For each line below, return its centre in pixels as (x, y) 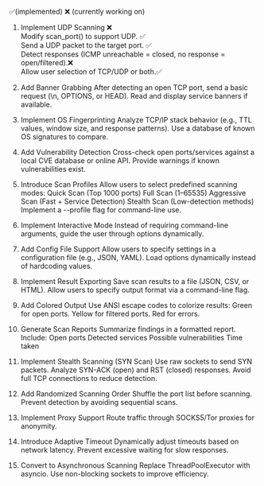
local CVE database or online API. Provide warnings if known (120, 161)
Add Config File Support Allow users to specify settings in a (118, 249)
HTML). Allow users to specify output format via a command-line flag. (135, 290)
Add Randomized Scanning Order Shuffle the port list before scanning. (136, 394)
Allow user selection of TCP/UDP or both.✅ (91, 72)
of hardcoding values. (56, 266)
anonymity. (39, 426)
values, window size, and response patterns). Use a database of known (138, 128)
